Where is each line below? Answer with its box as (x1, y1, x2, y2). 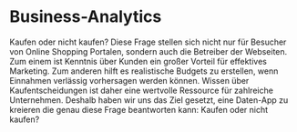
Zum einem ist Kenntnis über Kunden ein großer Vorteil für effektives (9, 56, 267, 66)
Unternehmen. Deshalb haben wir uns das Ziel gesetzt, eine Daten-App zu (9, 94, 289, 106)
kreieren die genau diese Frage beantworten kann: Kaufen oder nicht (9, 104, 269, 115)
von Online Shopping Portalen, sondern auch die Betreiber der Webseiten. (9, 46, 288, 56)
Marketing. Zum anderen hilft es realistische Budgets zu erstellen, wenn (9, 66, 279, 76)
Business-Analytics (9, 6, 162, 27)
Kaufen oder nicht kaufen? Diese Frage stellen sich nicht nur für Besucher (9, 36, 287, 47)
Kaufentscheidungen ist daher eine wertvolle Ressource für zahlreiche (9, 85, 273, 96)
